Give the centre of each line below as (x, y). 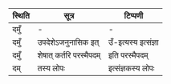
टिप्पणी (134, 16)
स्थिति (21, 16)
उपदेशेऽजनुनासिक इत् (68, 42)
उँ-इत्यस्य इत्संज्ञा (133, 42)
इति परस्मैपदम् (128, 55)
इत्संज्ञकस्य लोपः (131, 68)
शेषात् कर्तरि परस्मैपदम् (69, 55)
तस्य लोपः (51, 68)
